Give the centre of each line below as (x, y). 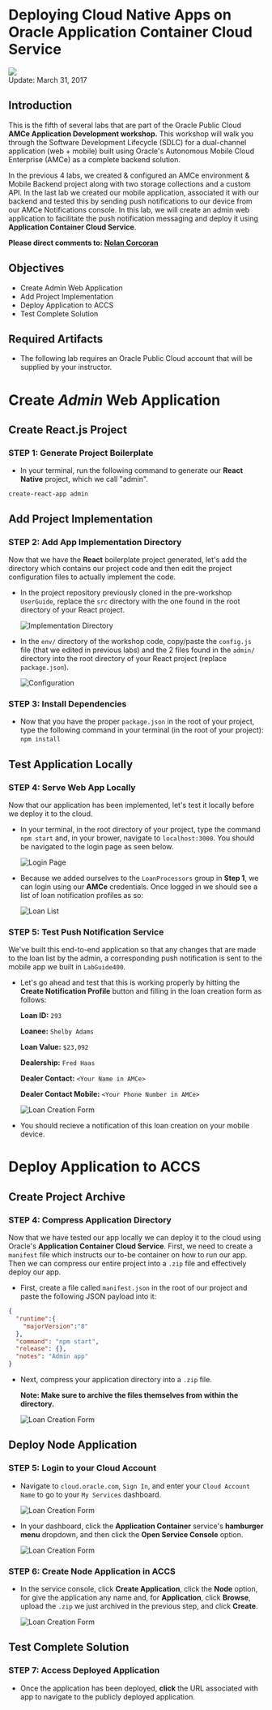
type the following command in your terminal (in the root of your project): (142, 730)
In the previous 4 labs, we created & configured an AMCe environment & (129, 175)
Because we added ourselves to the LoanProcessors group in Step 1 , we (139, 878)
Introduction (40, 106)
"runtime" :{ (36, 1319)
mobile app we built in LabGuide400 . (67, 967)
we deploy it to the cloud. (51, 814)
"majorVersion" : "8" (56, 1326)
